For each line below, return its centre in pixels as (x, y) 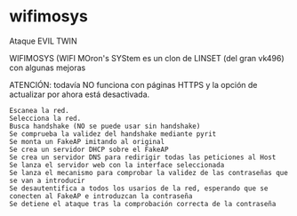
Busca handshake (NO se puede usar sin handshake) (105, 126)
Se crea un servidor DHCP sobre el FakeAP (89, 149)
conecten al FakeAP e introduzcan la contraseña (101, 196)
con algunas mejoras (48, 68)
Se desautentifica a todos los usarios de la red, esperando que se (139, 188)
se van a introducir (48, 180)
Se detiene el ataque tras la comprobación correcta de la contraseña (143, 204)
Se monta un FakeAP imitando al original (87, 141)
